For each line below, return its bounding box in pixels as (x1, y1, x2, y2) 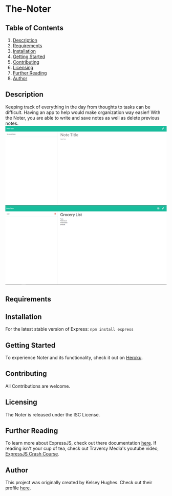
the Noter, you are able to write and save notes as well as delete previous (5, 115, 160, 121)
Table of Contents (5, 24, 64, 32)
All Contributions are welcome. (5, 383, 71, 389)
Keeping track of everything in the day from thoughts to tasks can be (5, 104, 151, 110)
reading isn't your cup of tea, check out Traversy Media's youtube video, (5, 445, 159, 452)
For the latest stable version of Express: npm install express (5, 326, 134, 332)
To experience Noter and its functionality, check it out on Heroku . (5, 355, 143, 360)
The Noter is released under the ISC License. (5, 411, 100, 417)
